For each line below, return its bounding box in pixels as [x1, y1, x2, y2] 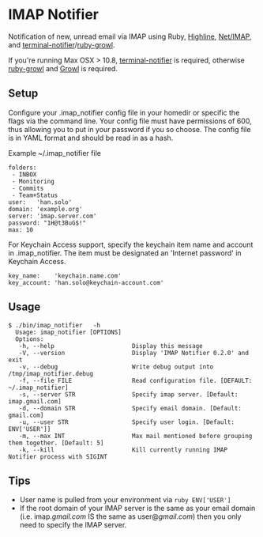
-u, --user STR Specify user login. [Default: [18, 418, 235, 426]
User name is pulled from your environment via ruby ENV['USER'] [19, 495, 231, 505]
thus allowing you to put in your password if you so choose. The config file [8, 124, 251, 134]
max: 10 [8, 225, 34, 234]
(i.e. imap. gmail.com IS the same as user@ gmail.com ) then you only [19, 512, 242, 521]
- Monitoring [11, 177, 55, 185]
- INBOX [11, 170, 37, 179]
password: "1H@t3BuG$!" [8, 219, 87, 227]
